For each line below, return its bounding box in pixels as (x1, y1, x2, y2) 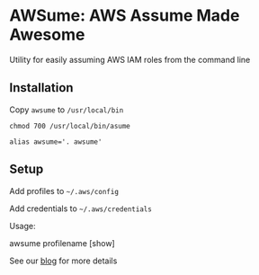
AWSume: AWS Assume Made (9, 5, 240, 26)
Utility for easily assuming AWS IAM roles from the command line (9, 54, 251, 65)
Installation (9, 80, 74, 95)
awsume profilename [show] (9, 237, 115, 248)
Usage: (9, 220, 36, 231)
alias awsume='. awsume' (9, 137, 103, 146)
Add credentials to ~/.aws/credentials (9, 203, 153, 214)
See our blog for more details (9, 255, 118, 266)
